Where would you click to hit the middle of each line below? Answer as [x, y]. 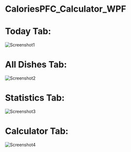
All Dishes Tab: [36, 65]
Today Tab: [28, 32]
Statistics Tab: [35, 98]
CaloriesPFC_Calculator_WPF [66, 9]
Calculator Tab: [37, 131]
